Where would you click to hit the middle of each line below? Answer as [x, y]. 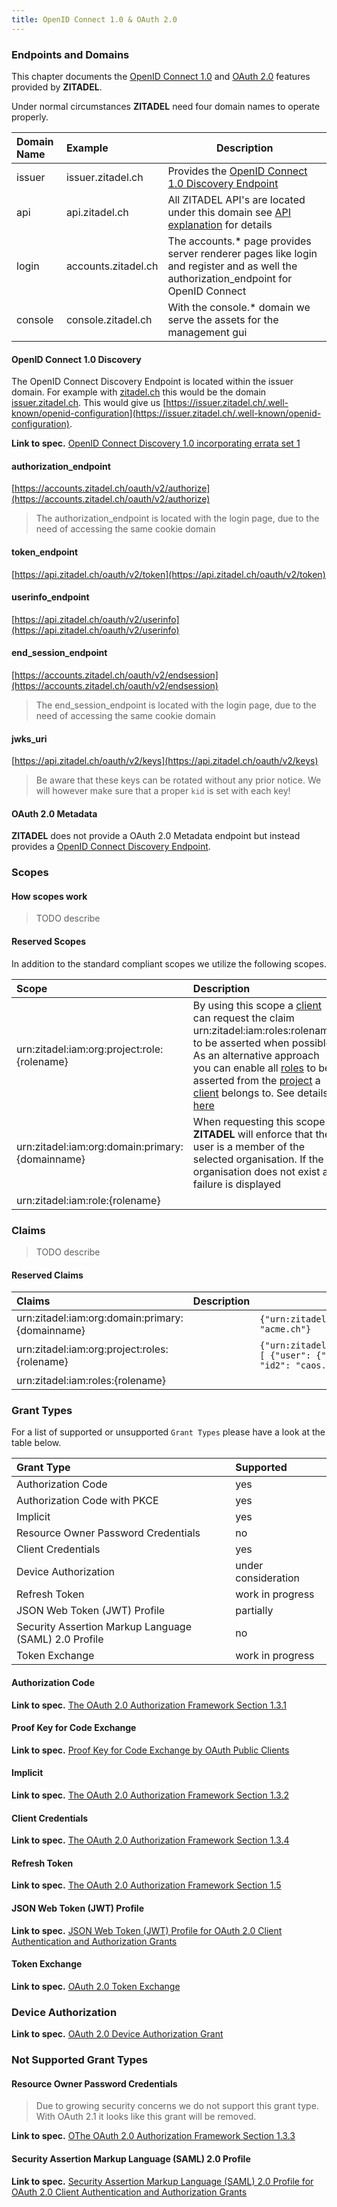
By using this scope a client [257, 1005]
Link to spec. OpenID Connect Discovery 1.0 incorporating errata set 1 [156, 443]
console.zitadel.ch [109, 319]
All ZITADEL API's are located [236, 199]
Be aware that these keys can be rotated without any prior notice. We [178, 780]
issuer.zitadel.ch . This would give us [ [89, 403]
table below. [36, 1443]
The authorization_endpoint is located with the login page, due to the [177, 518]
